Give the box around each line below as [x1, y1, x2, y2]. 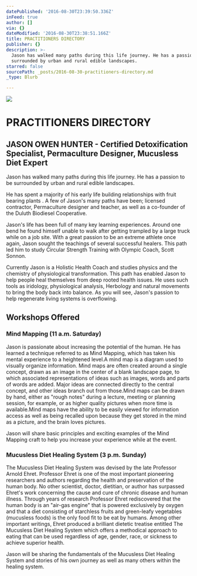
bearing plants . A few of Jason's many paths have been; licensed [6, 197, 165, 204]
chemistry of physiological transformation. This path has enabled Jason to [6, 270, 186, 277]
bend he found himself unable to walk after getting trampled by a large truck [6, 227, 191, 234]
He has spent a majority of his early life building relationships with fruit [6, 191, 176, 198]
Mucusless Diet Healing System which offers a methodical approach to [6, 527, 178, 534]
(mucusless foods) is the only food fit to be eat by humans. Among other [6, 514, 182, 521]
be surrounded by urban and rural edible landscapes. [6, 180, 135, 187]
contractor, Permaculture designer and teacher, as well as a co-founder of [6, 204, 186, 211]
